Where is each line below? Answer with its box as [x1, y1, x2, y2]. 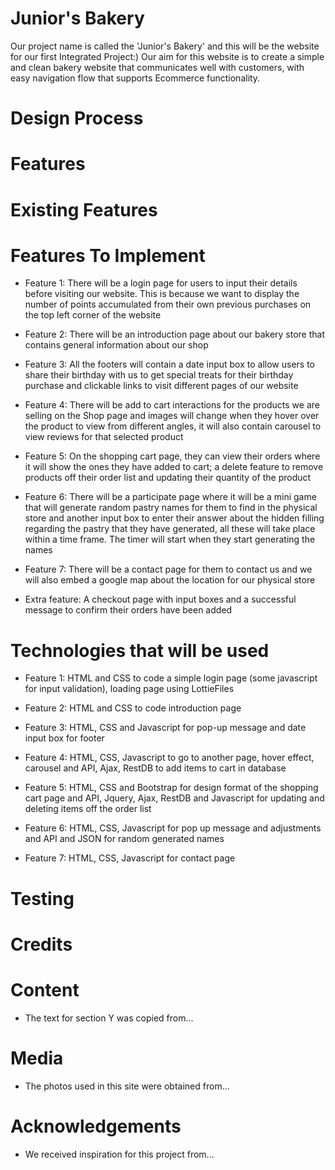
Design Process [10, 107, 144, 130]
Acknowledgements [10, 1115, 182, 1137]
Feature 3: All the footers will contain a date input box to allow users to [24, 358, 315, 371]
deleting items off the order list [24, 803, 152, 815]
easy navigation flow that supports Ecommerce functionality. [10, 72, 261, 84]
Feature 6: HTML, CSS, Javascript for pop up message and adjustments [24, 822, 322, 834]
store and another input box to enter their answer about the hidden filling [24, 512, 325, 524]
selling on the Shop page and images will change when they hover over [24, 410, 320, 422]
